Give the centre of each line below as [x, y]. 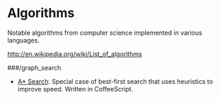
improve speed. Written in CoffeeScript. [75, 89]
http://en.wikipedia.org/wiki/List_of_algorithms [75, 54]
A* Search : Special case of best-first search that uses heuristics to [115, 81]
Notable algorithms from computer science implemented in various [105, 33]
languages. [24, 40]
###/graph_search [34, 67]
